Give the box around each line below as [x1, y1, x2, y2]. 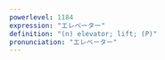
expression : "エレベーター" [9, 21, 105, 30]
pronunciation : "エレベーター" [9, 37, 118, 47]
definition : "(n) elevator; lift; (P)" [9, 29, 158, 38]
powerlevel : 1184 [9, 12, 74, 22]
